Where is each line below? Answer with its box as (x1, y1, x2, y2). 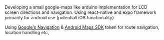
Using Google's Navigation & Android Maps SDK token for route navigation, (4, 24, 159, 30)
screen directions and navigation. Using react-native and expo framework (4, 9, 156, 15)
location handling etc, (4, 30, 49, 35)
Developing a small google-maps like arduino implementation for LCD (4, 4, 148, 10)
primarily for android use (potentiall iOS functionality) (4, 15, 114, 20)
